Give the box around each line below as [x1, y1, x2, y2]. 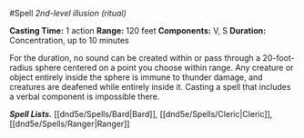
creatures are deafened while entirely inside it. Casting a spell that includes [9, 82, 291, 92]
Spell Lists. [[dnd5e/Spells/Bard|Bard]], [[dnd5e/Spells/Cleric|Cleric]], [9, 109, 273, 119]
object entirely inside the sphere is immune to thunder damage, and [9, 72, 263, 83]
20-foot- [262, 53, 295, 63]
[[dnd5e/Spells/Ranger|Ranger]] [9, 118, 130, 129]
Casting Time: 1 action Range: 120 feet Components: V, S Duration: [9, 25, 267, 35]
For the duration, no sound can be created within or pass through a [9, 53, 261, 63]
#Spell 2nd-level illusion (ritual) [9, 8, 127, 18]
